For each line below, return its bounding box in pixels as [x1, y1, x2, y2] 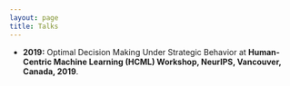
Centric [22, 56, 53, 67]
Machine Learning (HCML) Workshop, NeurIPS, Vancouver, [53, 56, 282, 67]
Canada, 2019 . [22, 65, 79, 77]
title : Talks [9, 22, 59, 31]
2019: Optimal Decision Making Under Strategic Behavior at [22, 46, 247, 57]
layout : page [9, 13, 59, 23]
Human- [248, 46, 280, 57]
